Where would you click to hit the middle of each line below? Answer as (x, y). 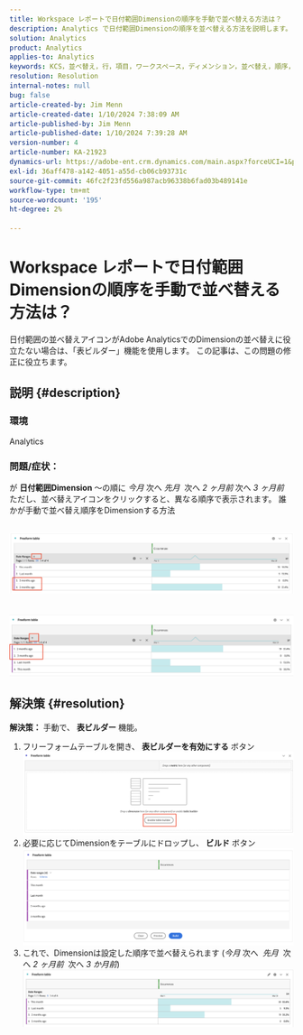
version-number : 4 (44, 143)
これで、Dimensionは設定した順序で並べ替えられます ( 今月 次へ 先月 (151, 953)
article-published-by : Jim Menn (70, 124)
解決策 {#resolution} (67, 704)
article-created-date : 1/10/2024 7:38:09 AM (94, 114)
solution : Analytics (48, 38)
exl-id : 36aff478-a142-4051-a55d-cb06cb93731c (98, 171)
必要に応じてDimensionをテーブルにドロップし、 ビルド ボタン (139, 843)
